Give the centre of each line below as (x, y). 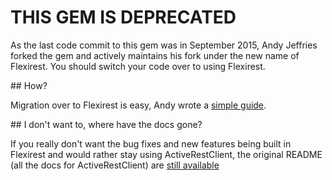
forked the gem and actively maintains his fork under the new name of (155, 55)
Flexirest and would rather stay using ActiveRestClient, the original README (166, 154)
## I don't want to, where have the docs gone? (106, 124)
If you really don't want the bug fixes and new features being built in (151, 143)
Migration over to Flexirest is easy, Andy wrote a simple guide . (138, 105)
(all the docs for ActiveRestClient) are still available (115, 165)
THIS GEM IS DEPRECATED (123, 17)
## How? (29, 85)
